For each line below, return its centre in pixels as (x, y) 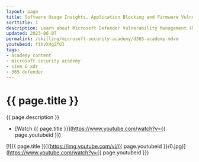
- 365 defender (25, 72)
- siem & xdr (22, 66)
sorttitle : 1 (22, 22)
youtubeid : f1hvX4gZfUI (36, 45)
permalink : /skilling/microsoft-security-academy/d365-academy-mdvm (92, 39)
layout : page (22, 11)
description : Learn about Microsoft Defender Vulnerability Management (96, 28)
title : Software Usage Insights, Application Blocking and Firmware (92, 17)
